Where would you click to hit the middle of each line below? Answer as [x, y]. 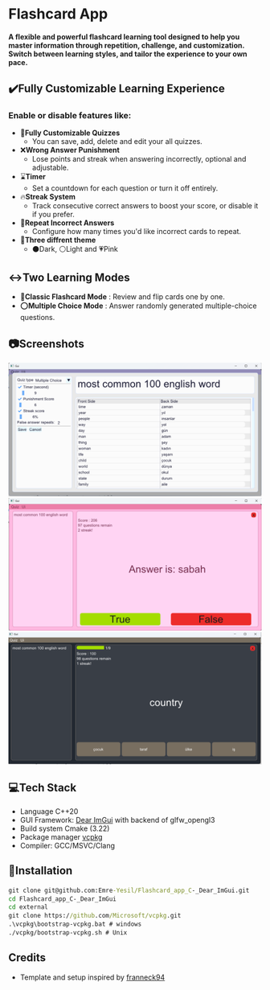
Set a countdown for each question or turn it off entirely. [125, 188]
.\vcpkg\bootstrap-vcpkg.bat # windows [75, 924]
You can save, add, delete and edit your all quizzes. [117, 142]
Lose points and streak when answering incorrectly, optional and [139, 159]
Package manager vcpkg [61, 836]
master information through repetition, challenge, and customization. [127, 45]
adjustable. [50, 168]
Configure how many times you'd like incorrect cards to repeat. [137, 232]
